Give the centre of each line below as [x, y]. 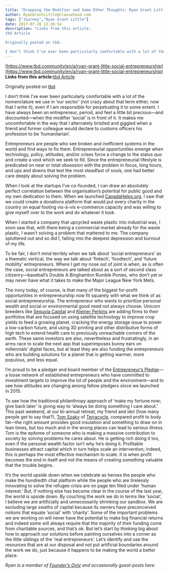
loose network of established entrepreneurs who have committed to [79, 375]
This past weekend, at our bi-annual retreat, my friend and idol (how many [82, 411]
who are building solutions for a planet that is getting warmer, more [75, 354]
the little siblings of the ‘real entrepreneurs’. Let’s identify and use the [77, 539]
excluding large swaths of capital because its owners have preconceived [81, 507]
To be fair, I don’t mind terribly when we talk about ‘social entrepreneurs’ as [83, 253]
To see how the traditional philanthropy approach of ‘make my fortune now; [83, 401]
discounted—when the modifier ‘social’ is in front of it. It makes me [74, 118]
